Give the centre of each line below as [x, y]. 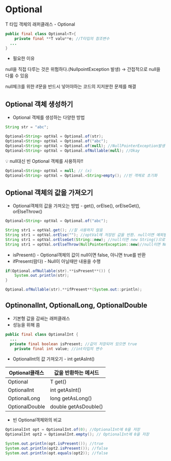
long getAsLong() [71, 398]
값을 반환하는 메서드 [77, 373]
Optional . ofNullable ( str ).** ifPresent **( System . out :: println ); [74, 289]
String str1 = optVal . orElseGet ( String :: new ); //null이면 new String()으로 [85, 239]
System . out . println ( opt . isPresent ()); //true [54, 444]
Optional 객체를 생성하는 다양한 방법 [49, 117]
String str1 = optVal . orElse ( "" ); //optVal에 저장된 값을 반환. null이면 [80, 235]
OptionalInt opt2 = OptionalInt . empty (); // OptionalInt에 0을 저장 [77, 434]
